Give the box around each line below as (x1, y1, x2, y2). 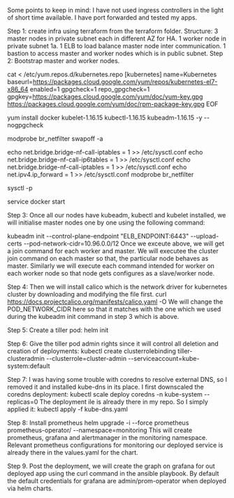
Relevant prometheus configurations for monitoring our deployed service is (7, 441, 224, 449)
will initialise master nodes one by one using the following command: (7, 218, 205, 227)
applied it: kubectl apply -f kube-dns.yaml (7, 405, 128, 413)
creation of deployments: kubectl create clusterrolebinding (7, 347, 177, 355)
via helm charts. (7, 484, 54, 492)
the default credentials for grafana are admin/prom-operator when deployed (7, 477, 227, 485)
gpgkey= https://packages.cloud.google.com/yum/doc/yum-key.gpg (7, 92, 203, 101)
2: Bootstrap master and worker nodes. (7, 57, 120, 65)
